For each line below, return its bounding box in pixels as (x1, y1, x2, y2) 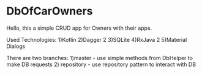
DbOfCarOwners (6, 4, 93, 18)
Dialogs (6, 42, 26, 50)
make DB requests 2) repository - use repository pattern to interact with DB (6, 61, 196, 68)
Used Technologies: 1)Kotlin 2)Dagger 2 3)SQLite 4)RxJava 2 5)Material (6, 36, 187, 43)
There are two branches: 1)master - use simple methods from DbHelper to (6, 54, 193, 61)
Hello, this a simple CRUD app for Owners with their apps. (6, 24, 152, 32)
